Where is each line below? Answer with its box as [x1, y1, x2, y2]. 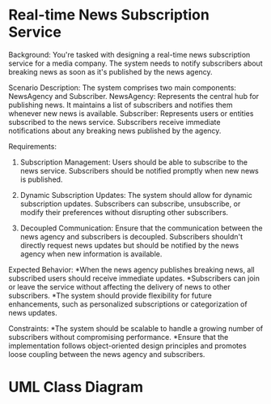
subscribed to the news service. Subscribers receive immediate [8, 117, 221, 127]
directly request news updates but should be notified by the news [19, 240, 239, 250]
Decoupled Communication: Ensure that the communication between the [19, 223, 263, 233]
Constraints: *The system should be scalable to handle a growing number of [8, 323, 264, 333]
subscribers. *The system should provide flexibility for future [8, 290, 212, 300]
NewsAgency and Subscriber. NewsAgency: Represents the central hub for [8, 91, 260, 101]
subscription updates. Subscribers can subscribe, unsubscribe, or [19, 199, 241, 208]
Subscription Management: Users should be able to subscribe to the [19, 157, 248, 167]
